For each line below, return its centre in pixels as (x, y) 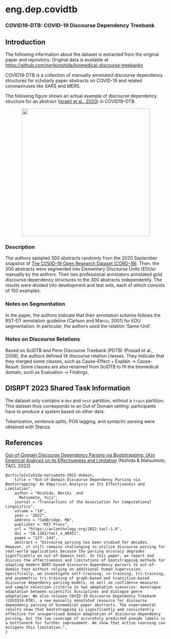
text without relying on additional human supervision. (82, 569)
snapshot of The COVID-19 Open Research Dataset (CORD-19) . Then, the (82, 263)
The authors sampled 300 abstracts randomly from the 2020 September (81, 258)
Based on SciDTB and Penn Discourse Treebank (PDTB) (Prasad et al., (79, 350)
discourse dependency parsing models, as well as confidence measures (82, 583)
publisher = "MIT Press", (42, 525)
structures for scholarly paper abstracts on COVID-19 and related (74, 80)
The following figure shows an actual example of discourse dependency (81, 96)
